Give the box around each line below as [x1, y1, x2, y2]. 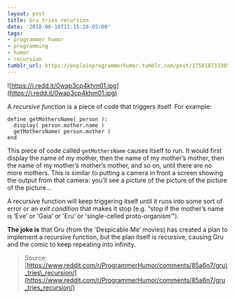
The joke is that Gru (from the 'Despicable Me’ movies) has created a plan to [7, 225, 228, 234]
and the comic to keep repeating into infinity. [7, 240, 136, 248]
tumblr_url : [7, 62, 42, 69]
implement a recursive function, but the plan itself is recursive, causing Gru [7, 232, 224, 241]
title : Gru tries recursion [7, 17, 90, 24]
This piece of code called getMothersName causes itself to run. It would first [7, 146, 222, 154]
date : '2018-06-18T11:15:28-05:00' [7, 23, 111, 30]
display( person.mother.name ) [13, 121, 105, 129]
